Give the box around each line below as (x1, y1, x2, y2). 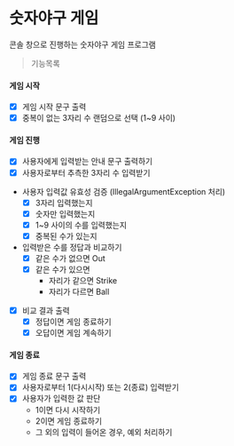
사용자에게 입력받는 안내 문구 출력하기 (21, 156, 153, 167)
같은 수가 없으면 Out (35, 252, 106, 263)
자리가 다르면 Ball (48, 286, 110, 297)
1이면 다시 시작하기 (35, 404, 101, 415)
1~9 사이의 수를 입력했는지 (35, 219, 127, 230)
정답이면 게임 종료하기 (35, 316, 113, 327)
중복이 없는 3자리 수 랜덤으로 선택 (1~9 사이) (21, 113, 175, 123)
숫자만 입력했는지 (35, 208, 96, 219)
